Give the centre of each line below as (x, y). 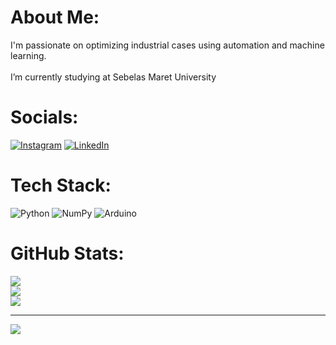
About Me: (55, 17)
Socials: (44, 117)
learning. (28, 55)
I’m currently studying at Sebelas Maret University (113, 77)
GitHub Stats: (67, 253)
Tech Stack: (61, 185)
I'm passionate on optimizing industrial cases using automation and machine (167, 45)
